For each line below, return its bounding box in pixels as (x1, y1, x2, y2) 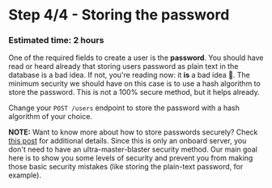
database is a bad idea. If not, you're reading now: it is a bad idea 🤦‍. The (8, 70, 251, 80)
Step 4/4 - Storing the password (8, 6, 230, 24)
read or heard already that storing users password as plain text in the (8, 62, 239, 71)
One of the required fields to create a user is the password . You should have (8, 53, 264, 62)
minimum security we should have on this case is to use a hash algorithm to (8, 79, 261, 88)
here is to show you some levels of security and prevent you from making (8, 153, 253, 163)
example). (8, 170, 42, 180)
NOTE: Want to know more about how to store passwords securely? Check (8, 127, 258, 137)
